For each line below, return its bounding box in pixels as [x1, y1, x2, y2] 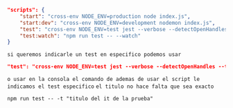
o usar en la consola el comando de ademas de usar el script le [7, 76, 200, 83]
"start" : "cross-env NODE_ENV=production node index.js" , [19, 12, 191, 20]
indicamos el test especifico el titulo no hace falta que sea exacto [7, 83, 214, 90]
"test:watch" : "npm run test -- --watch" [19, 32, 141, 39]
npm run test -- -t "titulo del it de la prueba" [7, 96, 154, 102]
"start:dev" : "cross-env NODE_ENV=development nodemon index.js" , [19, 19, 216, 26]
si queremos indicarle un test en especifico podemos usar [7, 51, 182, 58]
